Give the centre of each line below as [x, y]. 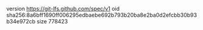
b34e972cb [21, 21]
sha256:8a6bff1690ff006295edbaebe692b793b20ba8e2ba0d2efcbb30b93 [101, 15]
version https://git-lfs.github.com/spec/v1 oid [63, 9]
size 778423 [52, 21]
